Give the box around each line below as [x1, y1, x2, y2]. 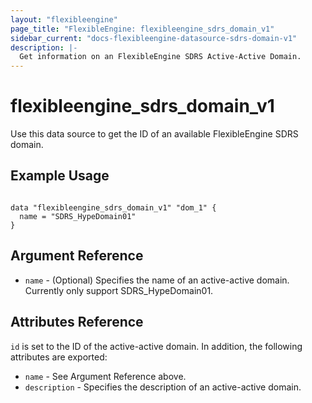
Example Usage [10, 167, 110, 185]
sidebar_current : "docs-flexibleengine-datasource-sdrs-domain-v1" [10, 33, 298, 43]
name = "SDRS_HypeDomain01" [19, 211, 137, 221]
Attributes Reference [10, 314, 144, 331]
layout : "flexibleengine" [10, 14, 118, 25]
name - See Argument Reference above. [24, 370, 187, 382]
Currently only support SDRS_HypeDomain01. [24, 284, 214, 296]
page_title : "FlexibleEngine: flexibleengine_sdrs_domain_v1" [10, 24, 275, 34]
